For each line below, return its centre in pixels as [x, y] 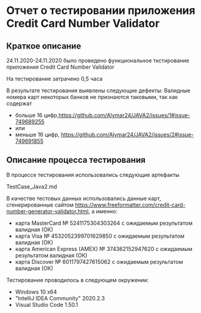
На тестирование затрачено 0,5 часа [55, 79]
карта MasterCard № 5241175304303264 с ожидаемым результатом [104, 223]
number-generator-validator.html [48, 211]
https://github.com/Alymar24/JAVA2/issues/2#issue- [127, 135]
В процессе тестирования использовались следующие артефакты [93, 174]
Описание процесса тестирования [76, 160]
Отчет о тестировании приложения [101, 11]
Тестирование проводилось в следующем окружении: [78, 280]
